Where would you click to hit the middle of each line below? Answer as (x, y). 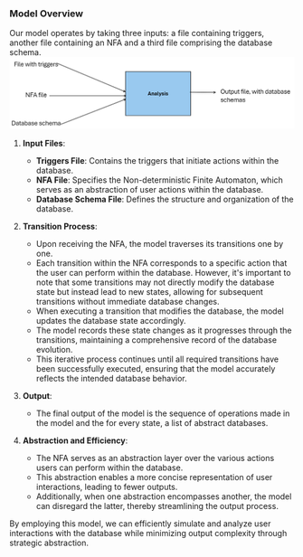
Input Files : (44, 143)
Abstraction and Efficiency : (75, 440)
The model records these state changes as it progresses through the (164, 330)
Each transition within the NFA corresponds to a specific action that (161, 263)
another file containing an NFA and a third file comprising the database (141, 42)
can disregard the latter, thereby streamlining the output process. (157, 505)
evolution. (54, 349)
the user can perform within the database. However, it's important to (163, 272)
